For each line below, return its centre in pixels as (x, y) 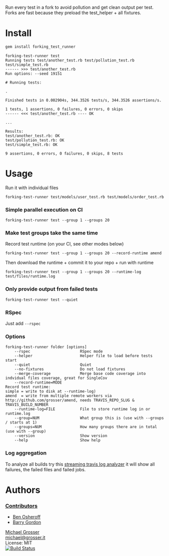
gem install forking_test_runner (40, 47)
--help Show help (57, 440)
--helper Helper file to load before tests (83, 356)
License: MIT (19, 543)
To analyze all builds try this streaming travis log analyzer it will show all (80, 464)
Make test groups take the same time (52, 233)
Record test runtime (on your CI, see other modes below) (65, 244)
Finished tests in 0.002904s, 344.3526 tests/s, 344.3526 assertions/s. (83, 100)
